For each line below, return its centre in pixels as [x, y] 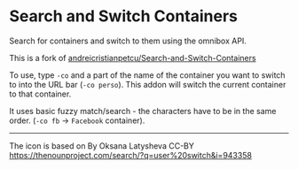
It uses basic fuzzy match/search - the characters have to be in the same [143, 111]
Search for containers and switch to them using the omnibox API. [128, 41]
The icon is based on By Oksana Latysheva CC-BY [102, 146]
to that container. [40, 94]
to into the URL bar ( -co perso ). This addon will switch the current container [148, 84]
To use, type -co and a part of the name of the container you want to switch [147, 75]
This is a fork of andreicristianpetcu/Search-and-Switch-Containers [133, 58]
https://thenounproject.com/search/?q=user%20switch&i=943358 [131, 155]
